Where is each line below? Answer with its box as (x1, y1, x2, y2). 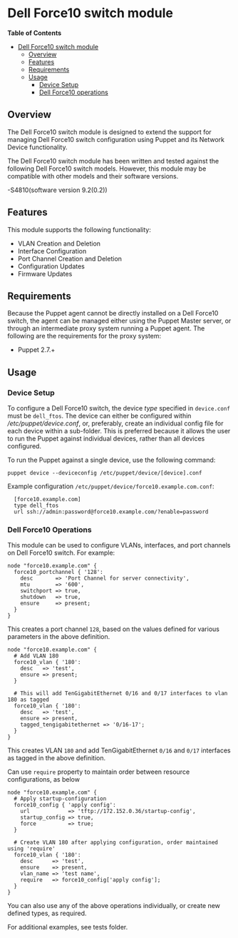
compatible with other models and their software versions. (7, 171, 179, 180)
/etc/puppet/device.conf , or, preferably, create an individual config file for (7, 419, 224, 428)
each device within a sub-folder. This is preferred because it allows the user (7, 427, 231, 435)
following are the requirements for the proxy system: (7, 332, 162, 341)
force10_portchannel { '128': (14, 569, 103, 576)
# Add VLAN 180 (14, 652, 59, 660)
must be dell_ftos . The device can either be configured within (7, 412, 192, 420)
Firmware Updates (17, 269, 73, 278)
